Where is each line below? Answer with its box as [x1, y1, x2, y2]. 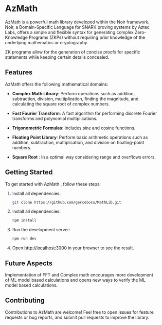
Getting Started [5, 168, 53, 176]
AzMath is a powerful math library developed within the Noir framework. [5, 19, 150, 25]
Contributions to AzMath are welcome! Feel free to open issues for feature [5, 309, 154, 315]
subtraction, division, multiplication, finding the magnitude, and [12, 96, 139, 102]
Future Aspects [5, 259, 53, 267]
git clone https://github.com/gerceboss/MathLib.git [12, 200, 122, 205]
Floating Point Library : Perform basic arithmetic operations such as [12, 134, 148, 140]
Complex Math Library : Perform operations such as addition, [12, 90, 135, 96]
